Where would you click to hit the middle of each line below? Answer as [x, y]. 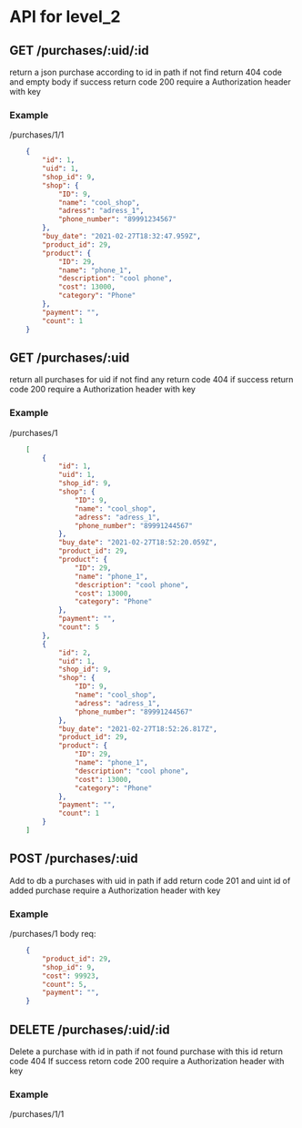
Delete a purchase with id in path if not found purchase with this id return [146, 1051]
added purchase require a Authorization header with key [115, 890]
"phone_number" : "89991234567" [117, 219]
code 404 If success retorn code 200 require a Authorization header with [147, 1061]
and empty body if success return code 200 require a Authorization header [150, 82]
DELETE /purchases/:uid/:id [90, 1029]
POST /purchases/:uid [74, 859]
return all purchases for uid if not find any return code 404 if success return [151, 380]
